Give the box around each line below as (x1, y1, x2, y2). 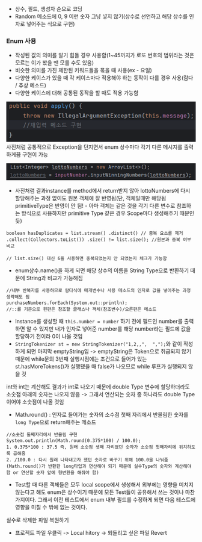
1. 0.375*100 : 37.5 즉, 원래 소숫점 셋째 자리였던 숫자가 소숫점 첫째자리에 (6, 444, 177, 450)
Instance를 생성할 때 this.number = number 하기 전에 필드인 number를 (14, 318, 183, 325)
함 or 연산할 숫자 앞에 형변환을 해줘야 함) (6, 470, 99, 476)
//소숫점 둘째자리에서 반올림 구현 (6, 432, 78, 438)
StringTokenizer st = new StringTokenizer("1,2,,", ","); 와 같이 (14, 340, 182, 347)
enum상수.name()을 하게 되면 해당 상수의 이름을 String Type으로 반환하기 (14, 267, 189, 274)
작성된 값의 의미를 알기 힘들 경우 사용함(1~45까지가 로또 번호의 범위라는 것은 (14, 52, 194, 59)
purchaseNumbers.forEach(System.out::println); (6, 300, 128, 306)
